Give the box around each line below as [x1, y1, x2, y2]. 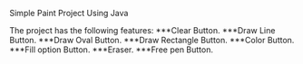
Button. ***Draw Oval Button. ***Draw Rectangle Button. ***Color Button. [9, 35, 295, 45]
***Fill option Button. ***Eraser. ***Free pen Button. [9, 44, 214, 55]
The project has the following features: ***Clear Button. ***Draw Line [9, 25, 276, 35]
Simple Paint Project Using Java [9, 8, 129, 18]
